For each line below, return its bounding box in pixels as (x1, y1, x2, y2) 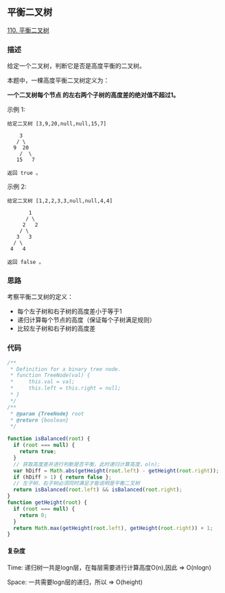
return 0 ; (19, 511, 48, 519)
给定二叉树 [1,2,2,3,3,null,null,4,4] (7, 197, 113, 204)
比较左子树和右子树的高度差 (16, 324, 96, 332)
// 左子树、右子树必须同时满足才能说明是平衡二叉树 (13, 480, 141, 487)
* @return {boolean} (10, 417, 69, 424)
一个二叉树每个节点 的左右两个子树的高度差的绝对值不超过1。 (7, 91, 180, 99)
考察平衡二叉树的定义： (7, 293, 73, 301)
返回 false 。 (7, 259, 45, 266)
